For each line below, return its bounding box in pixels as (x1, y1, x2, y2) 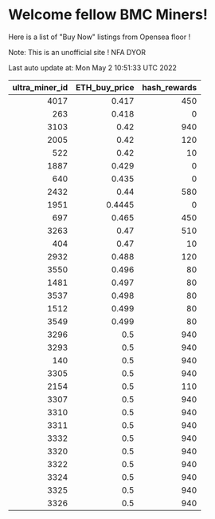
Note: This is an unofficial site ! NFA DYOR (8, 47, 146, 57)
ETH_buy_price (75, 81, 135, 93)
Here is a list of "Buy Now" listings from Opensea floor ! (8, 32, 191, 42)
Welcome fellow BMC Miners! (8, 6, 209, 24)
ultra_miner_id (12, 81, 68, 93)
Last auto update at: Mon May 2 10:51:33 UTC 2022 (8, 62, 178, 73)
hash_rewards (142, 81, 197, 93)
